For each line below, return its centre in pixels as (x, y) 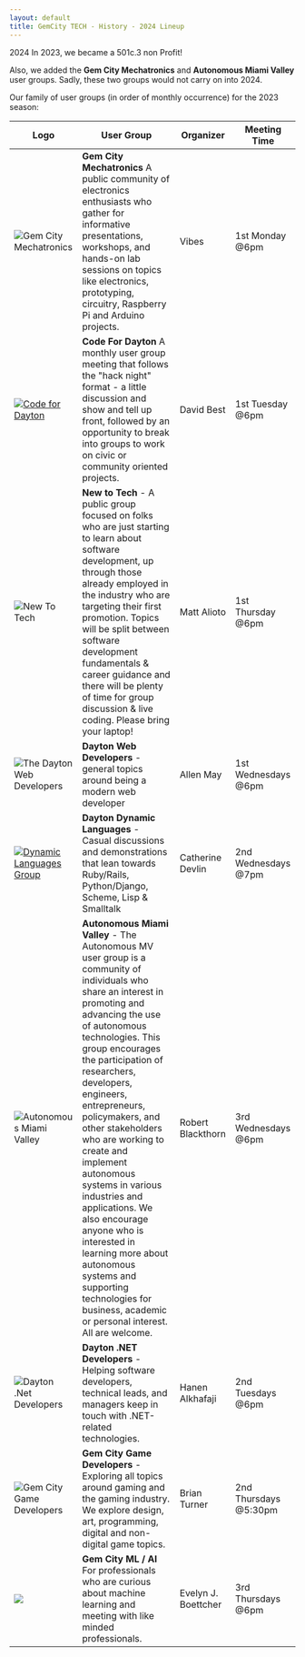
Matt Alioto (203, 612)
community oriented (125, 467)
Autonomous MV (118, 946)
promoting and (113, 1003)
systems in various (122, 1185)
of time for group (118, 697)
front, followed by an (126, 421)
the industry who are (126, 595)
